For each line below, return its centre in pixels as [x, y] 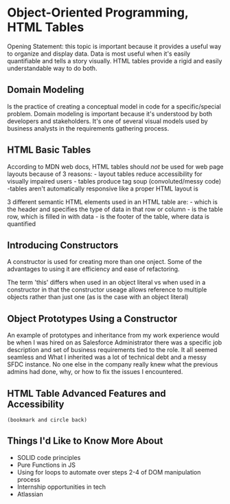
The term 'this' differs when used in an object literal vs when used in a [106, 283]
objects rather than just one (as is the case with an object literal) [98, 297]
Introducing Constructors [63, 245]
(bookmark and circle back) [47, 420]
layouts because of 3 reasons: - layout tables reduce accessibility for [105, 174]
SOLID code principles [49, 457]
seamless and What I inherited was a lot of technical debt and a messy [107, 357]
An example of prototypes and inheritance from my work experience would [113, 336]
